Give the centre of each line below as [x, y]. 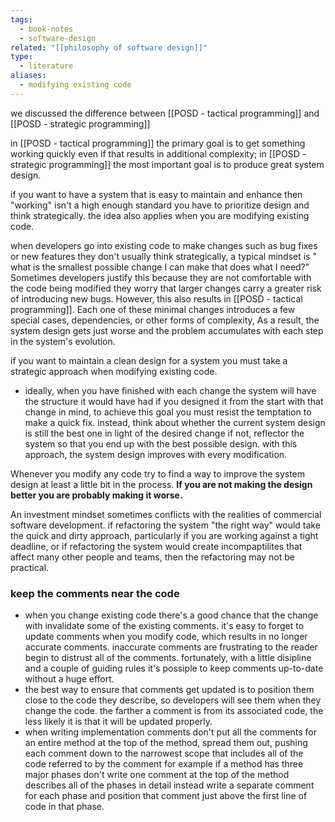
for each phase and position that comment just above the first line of [166, 796]
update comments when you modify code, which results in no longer [166, 637]
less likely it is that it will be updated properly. [118, 722]
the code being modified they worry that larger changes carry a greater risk [166, 288]
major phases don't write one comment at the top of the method [157, 775]
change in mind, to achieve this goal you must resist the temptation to [168, 412]
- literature [46, 66]
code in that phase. [64, 807]
